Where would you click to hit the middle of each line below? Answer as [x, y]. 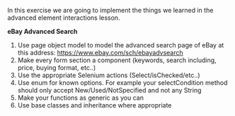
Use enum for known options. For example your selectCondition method [122, 83]
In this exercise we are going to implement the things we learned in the [110, 10]
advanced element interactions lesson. [64, 18]
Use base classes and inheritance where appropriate [94, 105]
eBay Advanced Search [42, 31]
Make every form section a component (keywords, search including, [117, 60]
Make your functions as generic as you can [80, 98]
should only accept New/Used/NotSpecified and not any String [109, 90]
